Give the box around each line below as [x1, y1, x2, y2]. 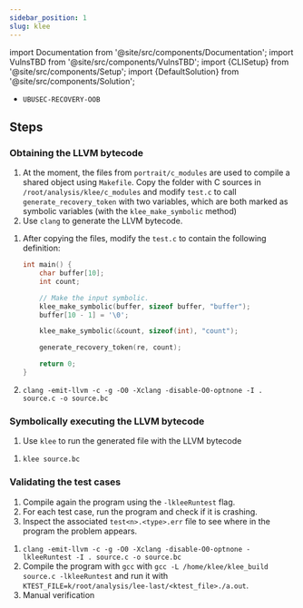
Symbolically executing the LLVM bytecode [9, 415, 205, 427]
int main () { [22, 260, 73, 270]
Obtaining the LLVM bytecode [9, 146, 143, 159]
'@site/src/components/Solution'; [9, 75, 135, 86]
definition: [22, 242, 61, 254]
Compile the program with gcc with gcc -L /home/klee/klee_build [22, 560, 269, 572]
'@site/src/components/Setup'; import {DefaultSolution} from [9, 65, 239, 77]
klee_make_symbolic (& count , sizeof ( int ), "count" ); [39, 327, 239, 336]
